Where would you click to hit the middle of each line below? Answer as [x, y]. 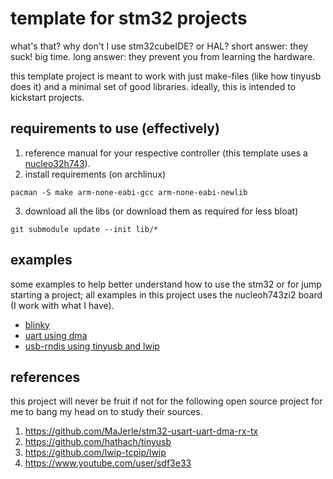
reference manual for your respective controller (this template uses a [166, 153]
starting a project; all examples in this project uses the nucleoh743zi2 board [166, 294]
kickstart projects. [47, 97]
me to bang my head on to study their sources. [106, 412]
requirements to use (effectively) [115, 128]
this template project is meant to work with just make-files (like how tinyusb [166, 76]
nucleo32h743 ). [57, 163]
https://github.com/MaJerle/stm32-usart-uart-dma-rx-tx [141, 431]
